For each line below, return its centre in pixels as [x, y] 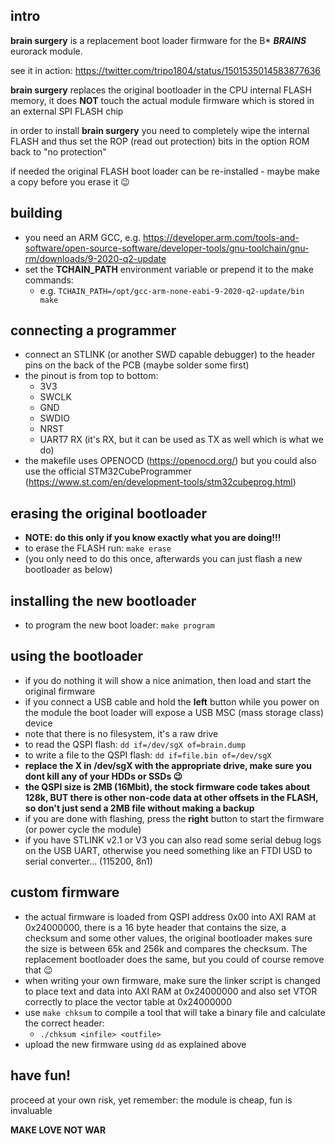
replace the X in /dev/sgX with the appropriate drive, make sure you [168, 765]
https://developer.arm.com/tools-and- [221, 237]
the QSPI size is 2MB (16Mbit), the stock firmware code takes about [167, 786]
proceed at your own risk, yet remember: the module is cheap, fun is [151, 1100]
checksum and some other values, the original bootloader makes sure [168, 938]
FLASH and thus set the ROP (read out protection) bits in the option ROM [160, 141]
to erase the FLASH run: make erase [98, 548]
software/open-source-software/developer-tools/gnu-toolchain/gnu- [167, 248]
